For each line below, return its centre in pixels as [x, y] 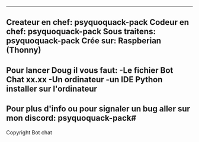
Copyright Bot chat [29, 132]
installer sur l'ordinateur [52, 88]
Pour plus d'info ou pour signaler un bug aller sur [98, 109]
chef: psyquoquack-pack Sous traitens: [81, 32]
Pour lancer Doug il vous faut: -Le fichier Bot [90, 70]
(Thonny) [24, 50]
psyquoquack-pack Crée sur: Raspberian [84, 41]
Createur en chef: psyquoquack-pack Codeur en [98, 22]
